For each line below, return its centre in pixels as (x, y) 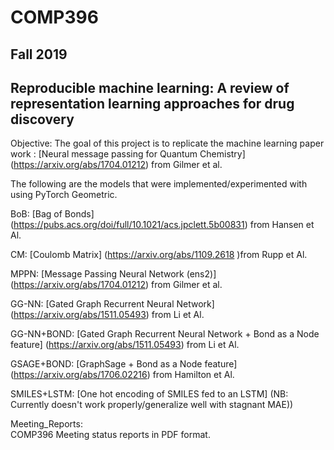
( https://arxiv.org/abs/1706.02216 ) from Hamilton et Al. (122, 375)
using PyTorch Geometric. (64, 195)
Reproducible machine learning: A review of (150, 87)
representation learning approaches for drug (152, 103)
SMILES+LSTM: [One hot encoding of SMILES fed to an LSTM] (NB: (149, 394)
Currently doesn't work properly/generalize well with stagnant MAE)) (152, 405)
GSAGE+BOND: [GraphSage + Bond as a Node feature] (124, 364)
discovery (42, 119)
